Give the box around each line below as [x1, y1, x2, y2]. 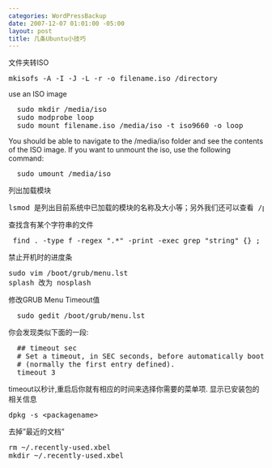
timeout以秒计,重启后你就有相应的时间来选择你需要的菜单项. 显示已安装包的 [8, 384, 260, 394]
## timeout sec [16, 344, 77, 353]
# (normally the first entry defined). [16, 360, 176, 369]
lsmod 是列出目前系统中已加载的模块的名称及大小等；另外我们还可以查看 [8, 204, 254, 213]
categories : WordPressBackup [8, 11, 107, 20]
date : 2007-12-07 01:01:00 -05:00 [8, 19, 125, 28]
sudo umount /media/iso [16, 170, 112, 178]
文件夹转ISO [8, 58, 49, 67]
